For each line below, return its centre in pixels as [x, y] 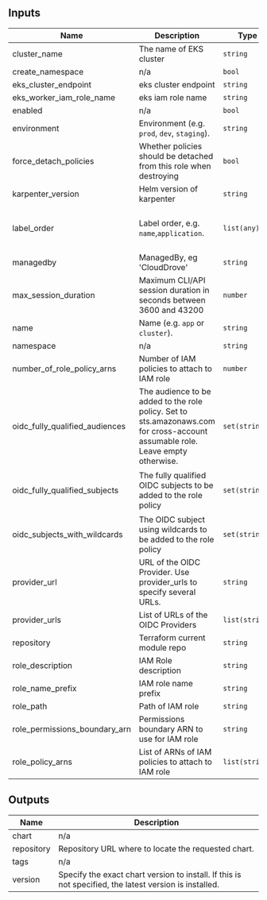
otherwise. [159, 461]
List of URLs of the [173, 615]
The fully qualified [172, 475]
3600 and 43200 [171, 310]
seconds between [172, 299]
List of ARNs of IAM [175, 751]
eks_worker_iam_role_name [64, 97]
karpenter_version [46, 194]
